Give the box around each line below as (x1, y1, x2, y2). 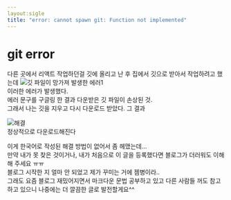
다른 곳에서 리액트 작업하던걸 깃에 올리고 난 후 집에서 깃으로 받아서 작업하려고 (7, 70, 216, 78)
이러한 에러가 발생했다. (7, 87, 68, 95)
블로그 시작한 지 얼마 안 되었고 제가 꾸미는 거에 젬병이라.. (7, 168, 160, 177)
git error (7, 46, 55, 62)
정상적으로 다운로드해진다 (7, 128, 76, 136)
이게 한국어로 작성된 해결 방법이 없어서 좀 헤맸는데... (7, 142, 147, 150)
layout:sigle (7, 10, 45, 17)
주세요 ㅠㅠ (14, 159, 45, 168)
